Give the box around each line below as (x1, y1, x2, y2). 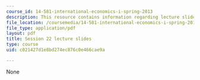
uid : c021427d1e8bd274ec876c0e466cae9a (6, 47, 105, 53)
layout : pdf (6, 31, 36, 36)
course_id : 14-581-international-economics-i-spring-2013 (6, 8, 153, 15)
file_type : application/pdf (6, 25, 76, 31)
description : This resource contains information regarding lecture (6, 14, 180, 20)
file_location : (6, 19, 44, 25)
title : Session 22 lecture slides (6, 36, 92, 42)
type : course (6, 42, 39, 48)
